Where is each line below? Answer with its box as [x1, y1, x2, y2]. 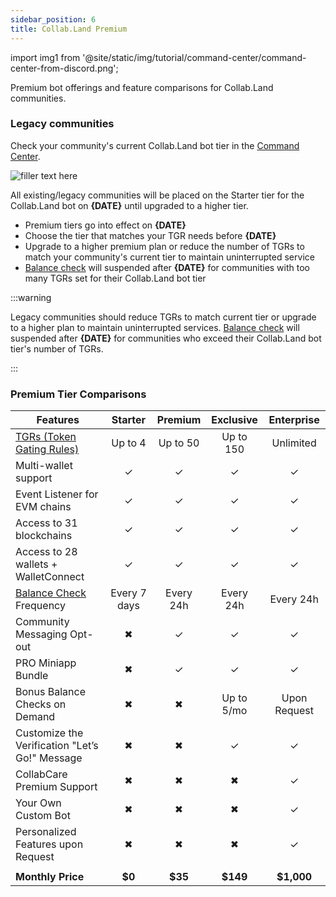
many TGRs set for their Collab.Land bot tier [24, 272, 207, 284]
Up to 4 [111, 436, 147, 450]
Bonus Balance [15, 685, 86, 699]
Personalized [15, 825, 77, 839]
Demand [15, 710, 56, 724]
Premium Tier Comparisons [10, 387, 147, 401]
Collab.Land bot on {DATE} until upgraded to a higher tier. [10, 199, 249, 211]
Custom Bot [15, 809, 71, 823]
